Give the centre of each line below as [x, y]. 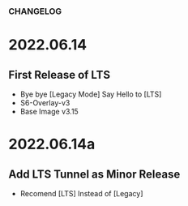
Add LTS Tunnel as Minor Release [94, 174]
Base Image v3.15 [49, 111]
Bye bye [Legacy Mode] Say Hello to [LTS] [91, 94]
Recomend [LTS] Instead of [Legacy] [81, 193]
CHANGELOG [35, 11]
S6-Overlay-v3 [45, 102]
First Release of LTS [60, 75]
